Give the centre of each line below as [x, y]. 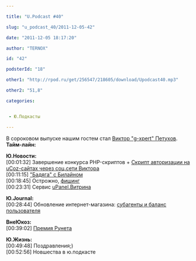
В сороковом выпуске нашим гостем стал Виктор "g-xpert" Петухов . [92, 138]
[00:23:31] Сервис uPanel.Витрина [49, 187]
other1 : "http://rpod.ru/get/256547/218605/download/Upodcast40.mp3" [92, 80]
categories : [20, 101]
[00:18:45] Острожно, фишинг [43, 180]
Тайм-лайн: [21, 144]
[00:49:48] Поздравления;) [40, 245]
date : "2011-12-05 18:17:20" [41, 38]
